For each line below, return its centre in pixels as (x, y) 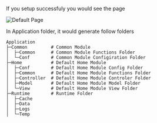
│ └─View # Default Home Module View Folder (72, 88)
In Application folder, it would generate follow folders (70, 31)
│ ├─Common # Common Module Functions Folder (71, 52)
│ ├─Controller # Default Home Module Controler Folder (78, 78)
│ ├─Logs (18, 109)
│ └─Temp (18, 114)
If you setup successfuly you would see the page (66, 9)
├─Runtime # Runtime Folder (50, 94)
